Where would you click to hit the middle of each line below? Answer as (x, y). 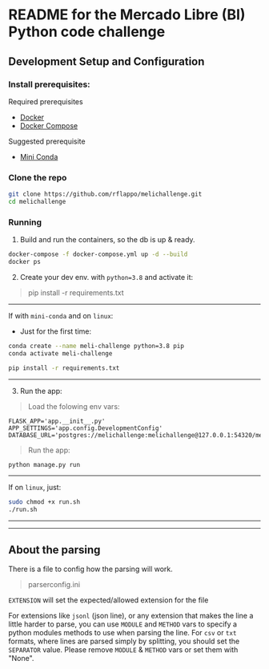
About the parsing (54, 550)
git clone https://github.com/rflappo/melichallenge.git (105, 194)
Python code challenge (87, 32)
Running (25, 222)
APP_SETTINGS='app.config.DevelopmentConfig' (85, 428)
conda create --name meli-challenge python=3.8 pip (96, 346)
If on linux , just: (35, 488)
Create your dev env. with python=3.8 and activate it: (106, 277)
